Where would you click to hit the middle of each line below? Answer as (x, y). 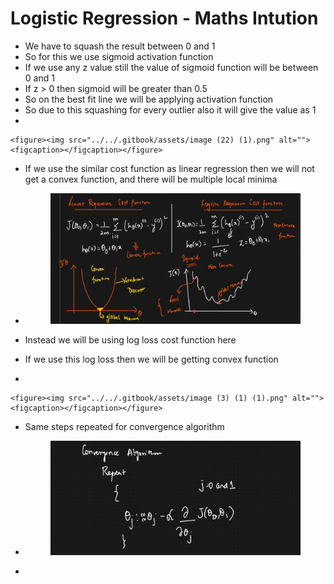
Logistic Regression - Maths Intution (164, 18)
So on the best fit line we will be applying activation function (149, 99)
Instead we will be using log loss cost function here (130, 340)
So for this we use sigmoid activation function (119, 56)
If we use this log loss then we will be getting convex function (151, 359)
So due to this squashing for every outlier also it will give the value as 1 (170, 109)
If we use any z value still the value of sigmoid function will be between (171, 67)
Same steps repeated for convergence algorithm (124, 427)
